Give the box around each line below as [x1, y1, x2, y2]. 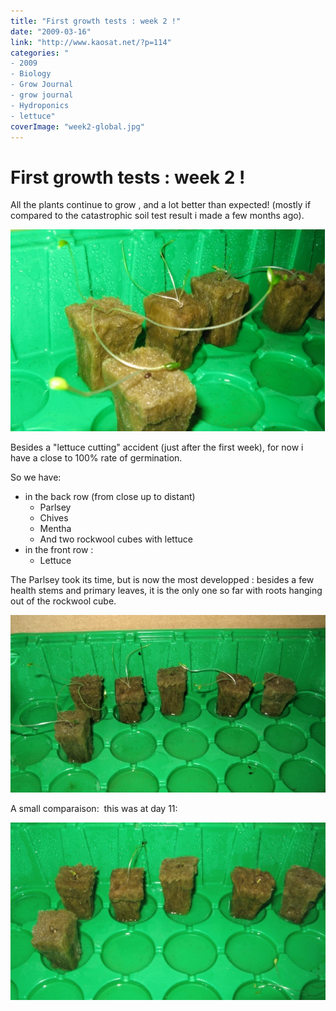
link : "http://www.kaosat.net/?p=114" [10, 37, 172, 47]
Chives [39, 512, 69, 524]
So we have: [10, 471, 62, 484]
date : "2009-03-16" [10, 26, 92, 37]
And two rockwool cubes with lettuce [39, 533, 193, 545]
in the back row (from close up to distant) [24, 491, 196, 503]
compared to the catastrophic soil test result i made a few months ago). [10, 210, 305, 222]
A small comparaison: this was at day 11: [10, 803, 178, 815]
